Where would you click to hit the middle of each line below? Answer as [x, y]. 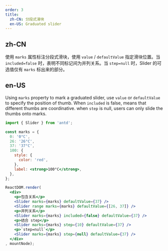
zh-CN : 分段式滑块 [27, 19]
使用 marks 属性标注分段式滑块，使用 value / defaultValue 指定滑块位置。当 [83, 57]
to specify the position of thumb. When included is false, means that [76, 103]
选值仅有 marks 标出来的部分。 [36, 70]
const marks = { [22, 132]
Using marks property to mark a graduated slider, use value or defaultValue [83, 97]
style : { [23, 155]
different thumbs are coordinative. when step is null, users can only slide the [84, 108]
